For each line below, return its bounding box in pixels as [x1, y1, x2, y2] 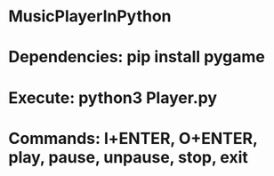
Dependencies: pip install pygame [8, 47, 266, 68]
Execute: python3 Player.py [8, 87, 218, 108]
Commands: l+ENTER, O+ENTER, [8, 128, 258, 148]
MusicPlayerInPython [8, 6, 172, 27]
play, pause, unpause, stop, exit [8, 147, 248, 167]
